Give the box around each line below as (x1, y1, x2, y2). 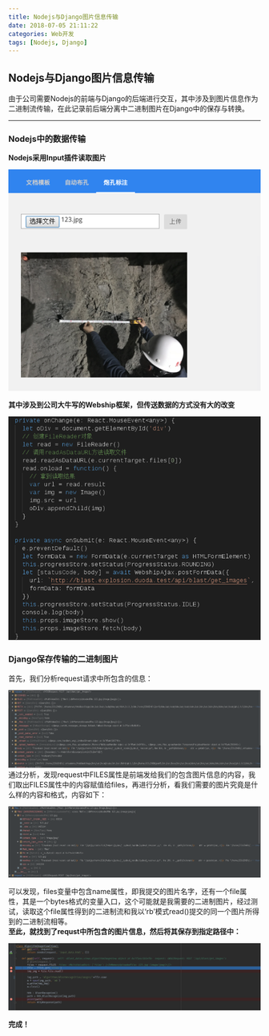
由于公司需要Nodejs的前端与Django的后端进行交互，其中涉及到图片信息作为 (8, 94, 259, 103)
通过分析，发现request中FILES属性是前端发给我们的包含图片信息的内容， (8, 770, 249, 779)
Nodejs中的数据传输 (8, 133, 86, 144)
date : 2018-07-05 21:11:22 (8, 21, 98, 30)
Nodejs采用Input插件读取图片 (8, 153, 106, 163)
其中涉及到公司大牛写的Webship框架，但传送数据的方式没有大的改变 (8, 399, 235, 409)
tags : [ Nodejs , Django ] (8, 38, 88, 47)
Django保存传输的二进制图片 (8, 654, 118, 665)
